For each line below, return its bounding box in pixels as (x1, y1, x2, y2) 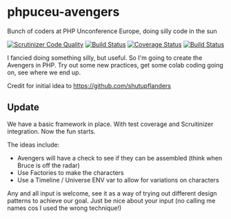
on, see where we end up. (7, 68, 81, 76)
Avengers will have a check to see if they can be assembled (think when (17, 154, 223, 162)
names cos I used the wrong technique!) (7, 204, 122, 212)
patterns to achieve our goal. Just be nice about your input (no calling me (7, 196, 216, 205)
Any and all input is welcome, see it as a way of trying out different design (7, 189, 217, 197)
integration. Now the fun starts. (7, 127, 96, 135)
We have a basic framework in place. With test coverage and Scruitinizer (7, 120, 214, 128)
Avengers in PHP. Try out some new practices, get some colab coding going (7, 61, 224, 69)
